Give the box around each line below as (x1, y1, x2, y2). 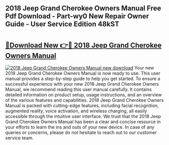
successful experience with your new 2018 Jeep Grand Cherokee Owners (5, 81, 159, 87)
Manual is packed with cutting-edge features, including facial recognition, (5, 102, 159, 108)
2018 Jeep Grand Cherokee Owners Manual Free (5, 4, 161, 13)
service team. (5, 135, 34, 141)
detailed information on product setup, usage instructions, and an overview (5, 92, 162, 98)
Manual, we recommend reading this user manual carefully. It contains (5, 86, 152, 92)
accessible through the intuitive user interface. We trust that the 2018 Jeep (5, 114, 161, 119)
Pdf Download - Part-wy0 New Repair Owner (5, 12, 149, 21)
